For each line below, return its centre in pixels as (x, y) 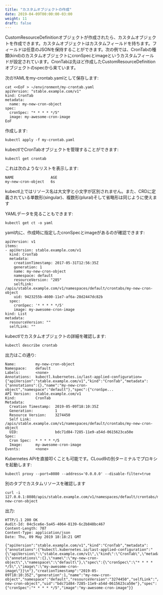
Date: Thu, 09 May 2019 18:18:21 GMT (43, 537)
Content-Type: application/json (38, 533)
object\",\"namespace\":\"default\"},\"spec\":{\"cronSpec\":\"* (72, 563)
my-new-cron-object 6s (30, 182)
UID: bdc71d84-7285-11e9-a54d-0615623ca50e (71, 432)
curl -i (13, 493)
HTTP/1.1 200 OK (21, 520)
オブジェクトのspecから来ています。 (42, 68)
